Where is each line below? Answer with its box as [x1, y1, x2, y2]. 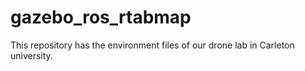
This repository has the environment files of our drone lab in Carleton [10, 39, 295, 51]
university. [10, 49, 53, 61]
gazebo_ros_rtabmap [10, 6, 192, 29]
